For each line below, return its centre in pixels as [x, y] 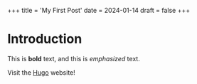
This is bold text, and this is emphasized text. [74, 58]
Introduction [45, 39]
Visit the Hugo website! [42, 72]
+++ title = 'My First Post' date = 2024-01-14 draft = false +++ [99, 10]
